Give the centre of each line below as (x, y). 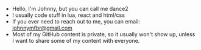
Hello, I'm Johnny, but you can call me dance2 (70, 9)
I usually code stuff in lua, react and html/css (68, 15)
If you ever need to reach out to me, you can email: (76, 21)
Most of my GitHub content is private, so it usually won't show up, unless (104, 34)
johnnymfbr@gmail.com (42, 28)
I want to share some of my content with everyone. (76, 41)
